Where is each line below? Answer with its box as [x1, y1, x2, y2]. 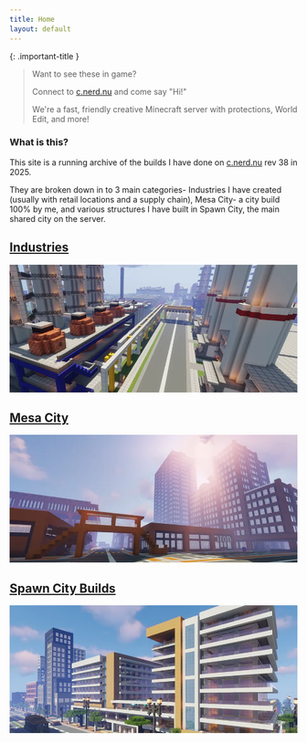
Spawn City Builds [9, 581, 116, 596]
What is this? [9, 136, 69, 149]
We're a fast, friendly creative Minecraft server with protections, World [31, 103, 298, 114]
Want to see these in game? [31, 68, 137, 79]
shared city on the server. [9, 213, 107, 224]
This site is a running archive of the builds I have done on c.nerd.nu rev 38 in [9, 156, 298, 168]
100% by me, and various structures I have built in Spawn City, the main [9, 204, 281, 215]
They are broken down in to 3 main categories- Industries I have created [9, 183, 281, 195]
